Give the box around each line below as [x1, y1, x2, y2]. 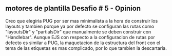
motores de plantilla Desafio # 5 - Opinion [5, 4, 141, 13]
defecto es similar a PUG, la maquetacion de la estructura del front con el [5, 40, 161, 46]
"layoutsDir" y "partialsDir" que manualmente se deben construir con [5, 28, 151, 35]
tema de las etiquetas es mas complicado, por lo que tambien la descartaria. [5, 45, 167, 51]
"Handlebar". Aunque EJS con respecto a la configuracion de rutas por [5, 34, 156, 40]
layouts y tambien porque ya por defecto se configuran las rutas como [5, 23, 155, 29]
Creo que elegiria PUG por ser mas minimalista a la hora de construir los [5, 17, 158, 24]
